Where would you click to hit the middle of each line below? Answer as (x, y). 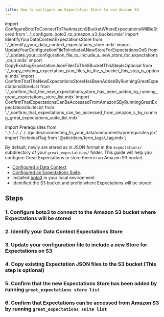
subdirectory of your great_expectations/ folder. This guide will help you (79, 152)
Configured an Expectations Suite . (47, 172)
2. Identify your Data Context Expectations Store (64, 231)
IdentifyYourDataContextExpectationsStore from (54, 39)
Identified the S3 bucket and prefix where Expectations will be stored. (82, 183)
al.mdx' (12, 76)
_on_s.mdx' (16, 60)
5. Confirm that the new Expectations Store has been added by (81, 283)
